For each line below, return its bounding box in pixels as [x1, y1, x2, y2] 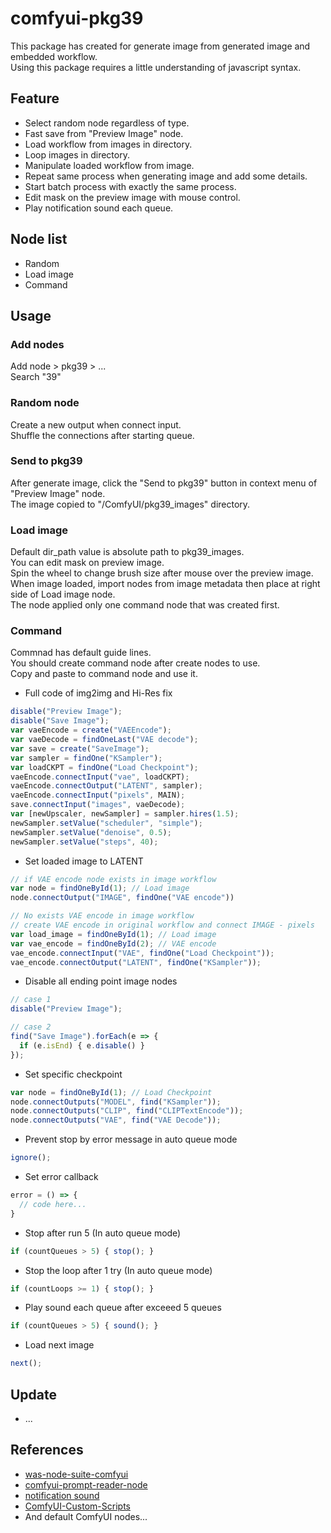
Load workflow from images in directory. [24, 138, 193, 150]
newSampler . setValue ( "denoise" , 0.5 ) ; [10, 827, 172, 837]
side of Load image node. [10, 588, 116, 601]
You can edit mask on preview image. [10, 557, 165, 569]
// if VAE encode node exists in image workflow [10, 874, 217, 884]
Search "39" [10, 371, 62, 383]
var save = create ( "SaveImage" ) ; [10, 743, 150, 754]
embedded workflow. [10, 50, 98, 62]
